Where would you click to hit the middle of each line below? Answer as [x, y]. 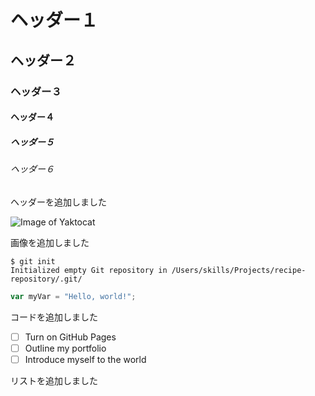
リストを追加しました [54, 380]
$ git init [33, 261]
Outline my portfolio [65, 348]
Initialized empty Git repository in [89, 270]
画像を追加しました [50, 242]
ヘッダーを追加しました [58, 202]
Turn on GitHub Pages [70, 337]
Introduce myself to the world [85, 359]
